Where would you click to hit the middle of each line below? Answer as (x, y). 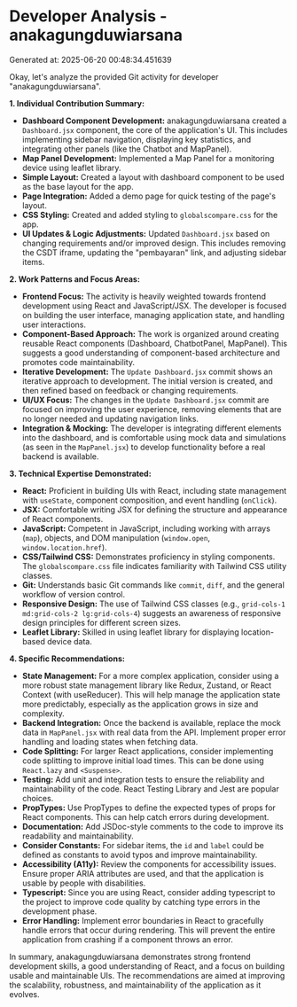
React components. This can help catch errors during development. (145, 816)
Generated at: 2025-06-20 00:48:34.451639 (90, 59)
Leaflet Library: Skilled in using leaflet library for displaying (130, 632)
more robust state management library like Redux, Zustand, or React (147, 685)
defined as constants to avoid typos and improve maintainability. (140, 855)
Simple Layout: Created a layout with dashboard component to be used (153, 177)
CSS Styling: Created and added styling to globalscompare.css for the (150, 215)
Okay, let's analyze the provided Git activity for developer (114, 76)
